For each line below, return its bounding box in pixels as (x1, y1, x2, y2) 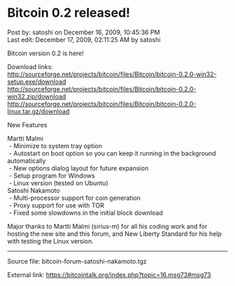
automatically (7, 156, 46, 165)
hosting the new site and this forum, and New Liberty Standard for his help (7, 229, 222, 238)
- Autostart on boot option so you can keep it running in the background (8, 149, 217, 157)
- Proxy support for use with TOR (8, 201, 105, 209)
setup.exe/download (7, 77, 66, 85)
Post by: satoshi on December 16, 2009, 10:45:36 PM (7, 28, 160, 36)
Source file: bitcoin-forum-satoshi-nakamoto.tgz (7, 257, 147, 265)
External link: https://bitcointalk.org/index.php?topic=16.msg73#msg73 (7, 271, 211, 279)
